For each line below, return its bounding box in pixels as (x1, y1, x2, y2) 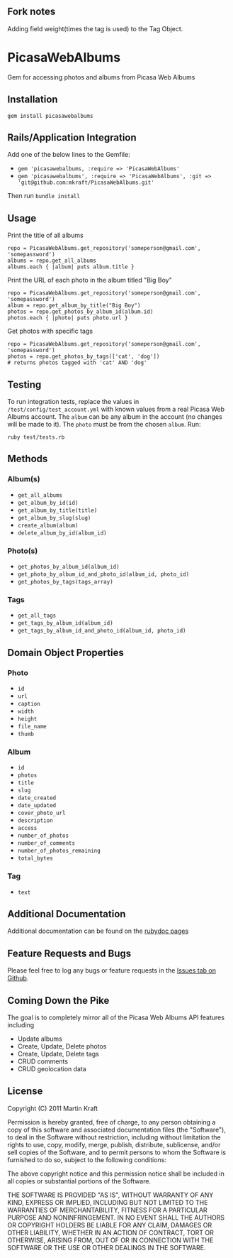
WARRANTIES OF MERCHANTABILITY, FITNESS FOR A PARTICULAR (7, 1205, 208, 1214)
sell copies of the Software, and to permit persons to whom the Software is (7, 1148, 227, 1156)
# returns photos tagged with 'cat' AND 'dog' (7, 359, 147, 366)
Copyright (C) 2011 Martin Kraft (7, 1104, 98, 1112)
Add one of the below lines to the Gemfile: (7, 151, 130, 159)
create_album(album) (17, 522, 79, 529)
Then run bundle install (7, 192, 80, 200)
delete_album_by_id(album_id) (17, 529, 108, 537)
